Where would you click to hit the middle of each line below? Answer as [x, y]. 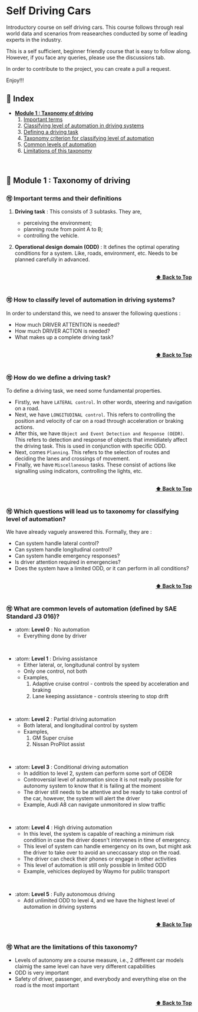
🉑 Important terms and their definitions [64, 199]
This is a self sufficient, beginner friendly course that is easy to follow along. [99, 51]
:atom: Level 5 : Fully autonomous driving [65, 894]
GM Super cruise [53, 738]
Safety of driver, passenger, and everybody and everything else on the [100, 979]
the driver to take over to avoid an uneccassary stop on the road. [102, 852]
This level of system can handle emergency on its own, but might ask [107, 846]
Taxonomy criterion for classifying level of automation [89, 138]
